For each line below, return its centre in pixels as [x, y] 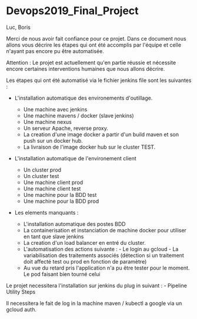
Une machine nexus [47, 121]
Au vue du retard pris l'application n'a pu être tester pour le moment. [106, 268]
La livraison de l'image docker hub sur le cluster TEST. [89, 147]
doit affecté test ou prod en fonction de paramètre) [85, 261]
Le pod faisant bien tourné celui [62, 274]
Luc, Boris [18, 27]
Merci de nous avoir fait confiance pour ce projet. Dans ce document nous [96, 38]
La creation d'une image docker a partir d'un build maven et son [101, 134]
